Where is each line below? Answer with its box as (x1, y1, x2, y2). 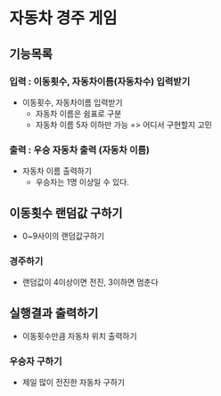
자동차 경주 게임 (9, 8, 118, 28)
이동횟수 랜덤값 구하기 (9, 206, 123, 221)
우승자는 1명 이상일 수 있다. (35, 177, 129, 188)
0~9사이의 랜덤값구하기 (21, 230, 105, 241)
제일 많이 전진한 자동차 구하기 (21, 377, 125, 388)
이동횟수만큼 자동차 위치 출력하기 (21, 331, 137, 342)
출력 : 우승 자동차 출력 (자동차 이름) (9, 143, 150, 156)
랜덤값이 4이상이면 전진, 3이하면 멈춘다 (21, 277, 159, 287)
